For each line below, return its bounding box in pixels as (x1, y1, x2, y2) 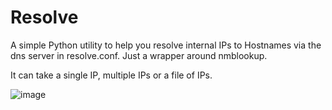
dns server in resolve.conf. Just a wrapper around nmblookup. (10, 49, 268, 61)
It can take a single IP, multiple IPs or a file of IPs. (10, 69, 213, 81)
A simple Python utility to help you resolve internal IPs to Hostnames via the (10, 39, 322, 51)
